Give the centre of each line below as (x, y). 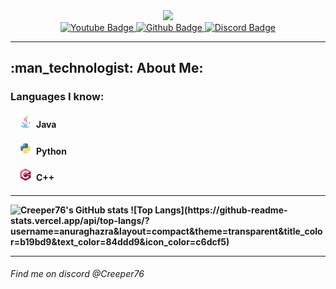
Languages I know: (57, 97)
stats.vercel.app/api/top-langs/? (80, 220)
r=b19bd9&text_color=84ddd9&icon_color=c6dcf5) (120, 241)
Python (51, 151)
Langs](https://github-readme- (221, 210)
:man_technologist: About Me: (107, 68)
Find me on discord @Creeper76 (77, 274)
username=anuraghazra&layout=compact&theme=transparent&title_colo (166, 231)
